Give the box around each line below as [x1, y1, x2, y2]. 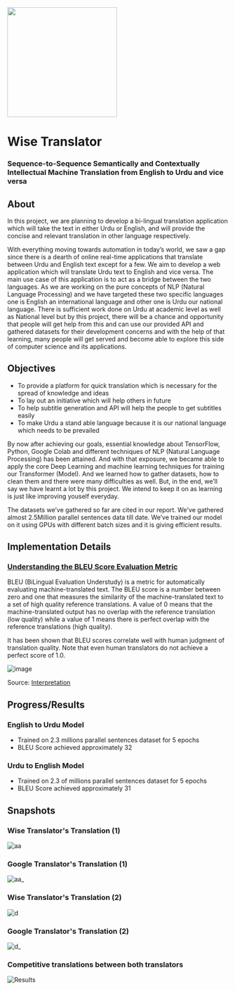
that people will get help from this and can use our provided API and [7, 320, 204, 328]
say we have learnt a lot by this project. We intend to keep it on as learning [7, 484, 222, 493]
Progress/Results [7, 698, 86, 710]
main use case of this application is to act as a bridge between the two [7, 275, 212, 283]
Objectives [7, 363, 56, 374]
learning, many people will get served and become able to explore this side [7, 334, 224, 343]
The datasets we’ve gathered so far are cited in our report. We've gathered [7, 505, 224, 514]
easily [17, 411, 35, 419]
